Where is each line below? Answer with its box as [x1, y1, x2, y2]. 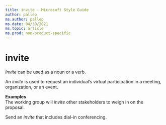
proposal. [5, 104, 25, 110]
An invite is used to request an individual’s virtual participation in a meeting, [5, 78, 162, 84]
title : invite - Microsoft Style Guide [5, 7, 89, 13]
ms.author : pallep [5, 17, 44, 22]
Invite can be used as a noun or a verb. [5, 69, 87, 75]
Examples [5, 93, 27, 99]
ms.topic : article [5, 26, 44, 31]
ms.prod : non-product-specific [5, 31, 71, 36]
